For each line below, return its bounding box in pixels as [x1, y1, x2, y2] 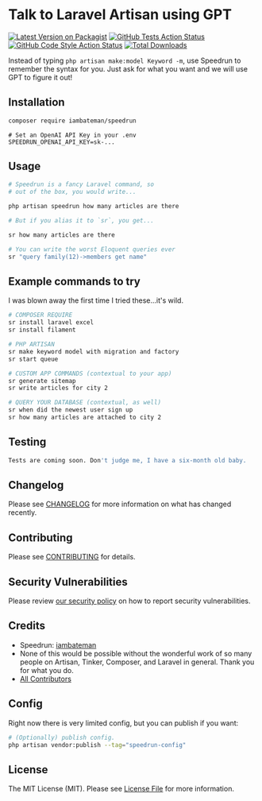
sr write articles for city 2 [8, 384, 109, 393]
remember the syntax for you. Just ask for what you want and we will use [8, 64, 249, 73]
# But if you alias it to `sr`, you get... [8, 217, 155, 225]
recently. [8, 508, 37, 517]
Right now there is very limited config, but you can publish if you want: [8, 718, 239, 728]
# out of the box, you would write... [8, 188, 137, 196]
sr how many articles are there [8, 230, 115, 239]
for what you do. [19, 665, 74, 675]
